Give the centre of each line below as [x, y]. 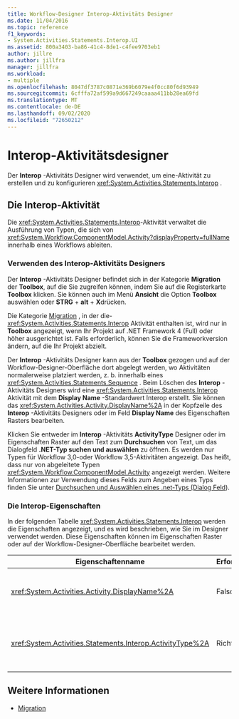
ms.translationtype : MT [43, 101]
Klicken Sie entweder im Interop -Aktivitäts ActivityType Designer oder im [117, 434]
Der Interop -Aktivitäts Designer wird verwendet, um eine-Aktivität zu [109, 175]
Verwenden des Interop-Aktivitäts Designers [86, 263]
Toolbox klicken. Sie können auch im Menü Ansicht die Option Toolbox [112, 294]
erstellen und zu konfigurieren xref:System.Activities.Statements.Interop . [115, 183]
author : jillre [30, 54]
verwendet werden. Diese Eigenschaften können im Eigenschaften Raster [115, 536]
